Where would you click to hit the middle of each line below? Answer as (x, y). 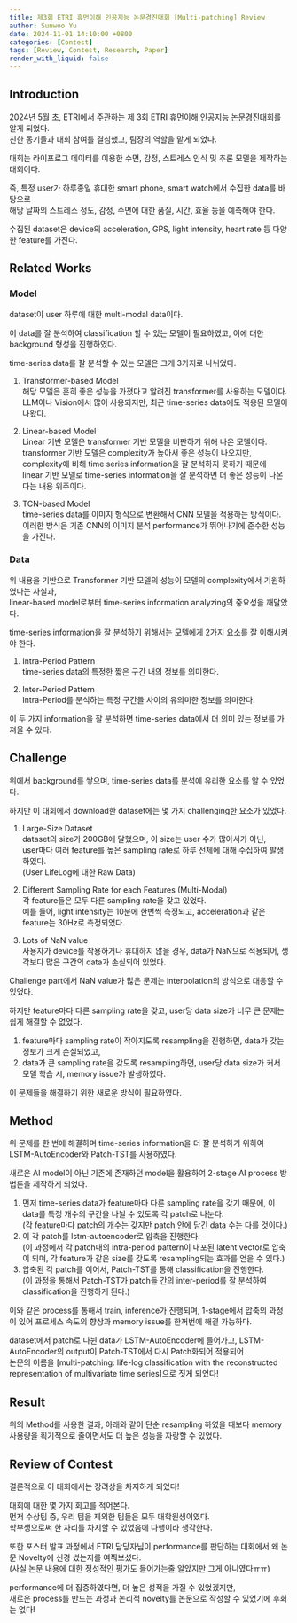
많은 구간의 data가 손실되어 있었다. (106, 962)
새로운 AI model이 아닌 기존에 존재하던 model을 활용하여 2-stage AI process (144, 1173)
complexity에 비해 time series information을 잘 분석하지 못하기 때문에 (145, 464)
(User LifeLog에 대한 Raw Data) (78, 872)
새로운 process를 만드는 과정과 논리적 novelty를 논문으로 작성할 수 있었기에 (140, 1599)
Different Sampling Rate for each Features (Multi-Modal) (125, 890)
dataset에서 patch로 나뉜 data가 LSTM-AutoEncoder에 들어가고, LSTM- (137, 1340)
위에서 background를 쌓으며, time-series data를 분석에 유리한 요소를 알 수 (139, 780)
